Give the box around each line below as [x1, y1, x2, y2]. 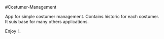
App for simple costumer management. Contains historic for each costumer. [5, 14, 160, 19]
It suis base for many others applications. [5, 19, 89, 24]
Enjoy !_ [5, 28, 21, 34]
